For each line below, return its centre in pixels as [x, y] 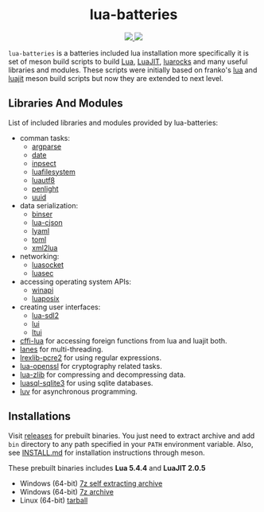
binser [42, 214]
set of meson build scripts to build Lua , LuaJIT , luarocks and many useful [128, 61]
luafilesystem [53, 172]
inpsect [44, 163]
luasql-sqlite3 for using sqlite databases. [86, 382]
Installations [40, 416]
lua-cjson [47, 222]
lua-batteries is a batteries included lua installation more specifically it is [128, 52]
